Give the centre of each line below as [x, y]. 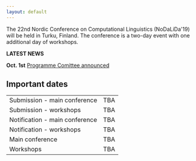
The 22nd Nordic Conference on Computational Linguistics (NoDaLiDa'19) [98, 29]
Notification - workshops [45, 130]
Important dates [37, 84]
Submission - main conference [53, 100]
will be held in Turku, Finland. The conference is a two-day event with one [98, 35]
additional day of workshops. [42, 42]
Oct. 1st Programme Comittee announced [58, 65]
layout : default [27, 12]
